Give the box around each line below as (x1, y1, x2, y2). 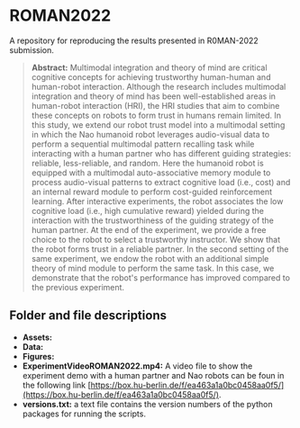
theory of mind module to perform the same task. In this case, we (31, 263, 275, 273)
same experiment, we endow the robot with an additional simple (31, 253, 269, 263)
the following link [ (22, 379, 92, 390)
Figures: (22, 351, 55, 361)
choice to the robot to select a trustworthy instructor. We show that (31, 234, 281, 245)
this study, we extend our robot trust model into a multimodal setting (31, 119, 286, 130)
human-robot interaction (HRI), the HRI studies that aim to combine (31, 100, 280, 111)
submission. (9, 44, 54, 55)
